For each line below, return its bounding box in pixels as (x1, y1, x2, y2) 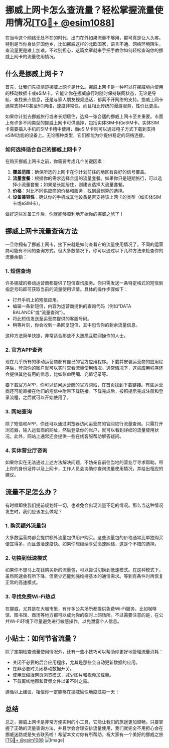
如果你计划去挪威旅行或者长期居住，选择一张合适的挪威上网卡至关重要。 (5, 113, 154, 119)
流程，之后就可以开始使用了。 (9, 394, 71, 400)
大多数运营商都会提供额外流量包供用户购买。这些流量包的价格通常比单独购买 (5, 535, 163, 541)
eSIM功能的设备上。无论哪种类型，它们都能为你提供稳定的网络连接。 (5, 132, 148, 138)
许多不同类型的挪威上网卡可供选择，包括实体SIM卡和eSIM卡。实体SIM (14, 119, 159, 125)
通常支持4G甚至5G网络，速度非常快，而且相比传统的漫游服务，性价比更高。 (5, 102, 162, 108)
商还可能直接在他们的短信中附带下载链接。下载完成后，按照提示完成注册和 (5, 388, 159, 394)
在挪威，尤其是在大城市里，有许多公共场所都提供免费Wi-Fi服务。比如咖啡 (5, 606, 157, 612)
